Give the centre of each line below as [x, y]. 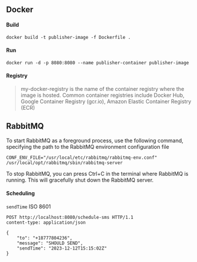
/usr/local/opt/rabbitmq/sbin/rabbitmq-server [64, 163]
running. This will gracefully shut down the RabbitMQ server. [80, 180]
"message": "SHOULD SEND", [50, 243]
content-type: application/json [46, 223]
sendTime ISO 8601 [29, 207]
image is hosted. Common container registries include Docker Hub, [102, 95]
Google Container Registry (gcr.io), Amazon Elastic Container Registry [106, 101]
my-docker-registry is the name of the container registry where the [102, 89]
